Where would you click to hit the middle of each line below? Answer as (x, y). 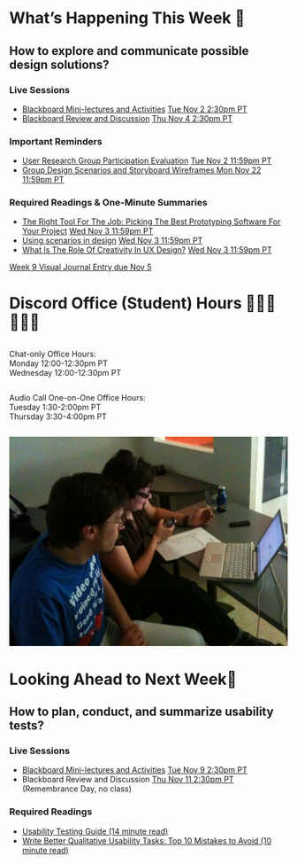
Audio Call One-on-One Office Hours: (77, 398)
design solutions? (59, 64)
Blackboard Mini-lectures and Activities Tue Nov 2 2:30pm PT (134, 109)
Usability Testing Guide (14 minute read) (95, 831)
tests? (27, 725)
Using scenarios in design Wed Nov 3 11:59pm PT (112, 241)
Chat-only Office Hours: (53, 354)
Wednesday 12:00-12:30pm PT (65, 373)
